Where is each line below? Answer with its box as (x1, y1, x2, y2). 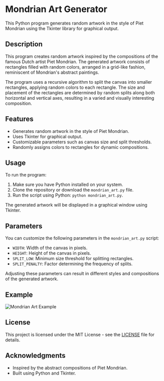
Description (5, 40, 43, 49)
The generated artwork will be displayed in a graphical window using (5, 202, 147, 208)
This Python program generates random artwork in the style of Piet (5, 20, 144, 26)
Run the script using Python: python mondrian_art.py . (12, 192, 123, 199)
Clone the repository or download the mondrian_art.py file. (12, 187, 134, 193)
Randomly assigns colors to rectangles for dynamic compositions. (12, 144, 149, 150)
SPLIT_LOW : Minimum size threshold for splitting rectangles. (12, 256, 134, 262)
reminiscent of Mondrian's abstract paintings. (5, 69, 99, 75)
